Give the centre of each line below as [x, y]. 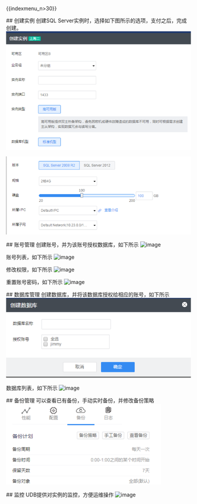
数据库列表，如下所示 [32, 388]
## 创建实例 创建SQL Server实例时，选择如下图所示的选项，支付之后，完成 [96, 21]
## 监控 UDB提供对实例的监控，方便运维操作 [60, 495]
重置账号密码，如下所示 [34, 282]
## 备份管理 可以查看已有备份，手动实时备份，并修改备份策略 [80, 400]
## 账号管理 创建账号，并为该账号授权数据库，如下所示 [72, 245]
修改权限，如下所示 [29, 270]
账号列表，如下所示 [29, 257]
